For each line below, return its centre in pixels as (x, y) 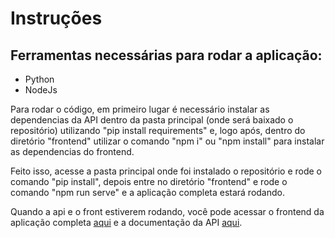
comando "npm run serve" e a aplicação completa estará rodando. (148, 192)
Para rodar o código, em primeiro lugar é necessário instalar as (140, 109)
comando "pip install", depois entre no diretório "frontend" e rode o (149, 181)
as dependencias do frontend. (72, 151)
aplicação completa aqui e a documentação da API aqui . (126, 222)
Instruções (56, 18)
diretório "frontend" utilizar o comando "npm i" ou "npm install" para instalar (167, 141)
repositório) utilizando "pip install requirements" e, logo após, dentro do (158, 130)
